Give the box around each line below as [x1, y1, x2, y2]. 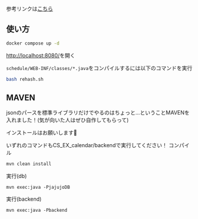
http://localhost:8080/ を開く [6, 52, 76, 59]
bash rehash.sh [6, 76, 44, 82]
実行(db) [6, 173, 27, 180]
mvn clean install [6, 161, 52, 167]
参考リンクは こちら [6, 5, 53, 12]
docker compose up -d [6, 40, 60, 46]
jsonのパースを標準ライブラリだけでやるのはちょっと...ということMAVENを [6, 109, 190, 116]
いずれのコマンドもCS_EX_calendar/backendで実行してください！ [6, 142, 168, 149]
